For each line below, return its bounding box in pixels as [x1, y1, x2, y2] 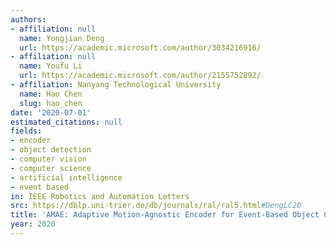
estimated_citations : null [10, 117, 123, 127]
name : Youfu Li [19, 61, 83, 71]
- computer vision [10, 154, 87, 164]
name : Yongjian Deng [19, 33, 105, 43]
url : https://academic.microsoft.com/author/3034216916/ [19, 42, 262, 53]
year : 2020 [10, 219, 56, 230]
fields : [10, 126, 43, 136]
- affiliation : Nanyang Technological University [10, 80, 222, 90]
